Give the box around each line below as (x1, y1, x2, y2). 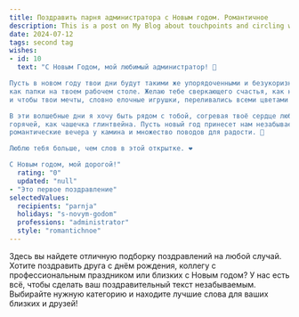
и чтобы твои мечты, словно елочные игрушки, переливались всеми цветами (9, 95, 289, 104)
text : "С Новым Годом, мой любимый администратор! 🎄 (17, 63, 217, 72)
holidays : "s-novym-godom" (17, 210, 117, 219)
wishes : (9, 46, 38, 55)
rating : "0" (17, 168, 62, 177)
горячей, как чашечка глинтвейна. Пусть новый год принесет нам (9, 119, 253, 129)
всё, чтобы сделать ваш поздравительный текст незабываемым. (9, 279, 256, 289)
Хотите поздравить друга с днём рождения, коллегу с (9, 260, 216, 271)
